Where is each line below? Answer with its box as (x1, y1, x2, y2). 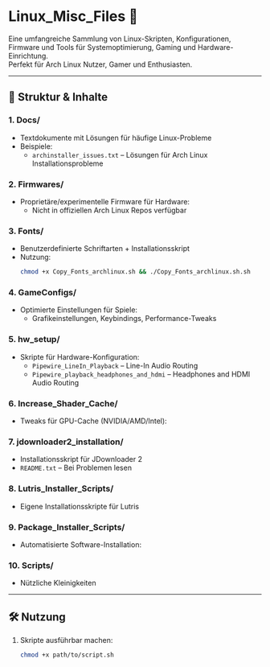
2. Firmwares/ (8, 179, 64, 190)
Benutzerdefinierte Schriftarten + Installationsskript (19, 244, 190, 253)
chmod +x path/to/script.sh (19, 651, 114, 659)
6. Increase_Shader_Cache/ (8, 397, 118, 409)
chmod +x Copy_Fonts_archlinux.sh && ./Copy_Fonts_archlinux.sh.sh (19, 268, 251, 276)
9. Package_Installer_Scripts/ (8, 521, 125, 533)
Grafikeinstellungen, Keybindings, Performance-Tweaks (31, 314, 217, 323)
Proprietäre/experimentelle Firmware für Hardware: (19, 196, 190, 206)
